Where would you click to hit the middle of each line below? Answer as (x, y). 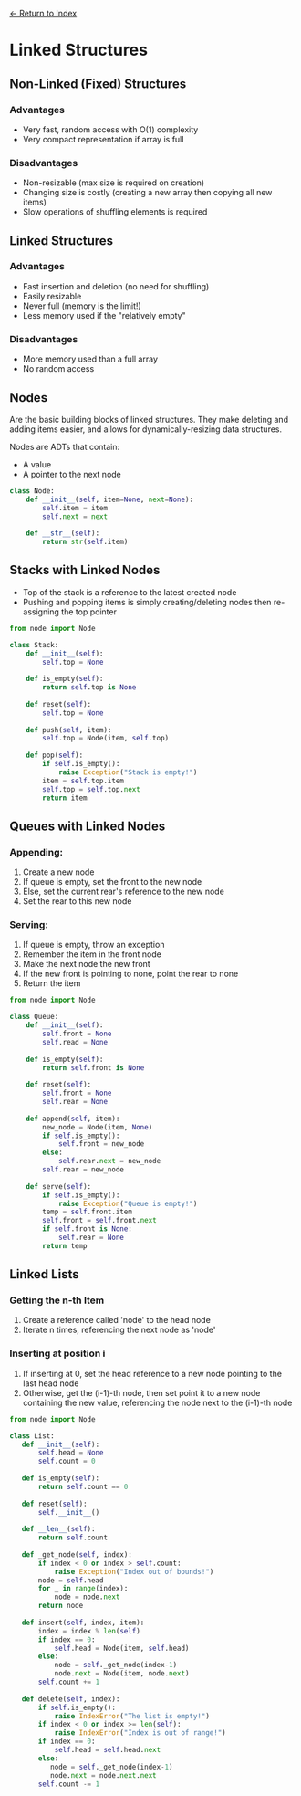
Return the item (52, 983)
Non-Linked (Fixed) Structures (98, 84)
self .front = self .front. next (99, 1221)
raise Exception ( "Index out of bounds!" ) (134, 1571)
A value (37, 464)
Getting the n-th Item (57, 1300)
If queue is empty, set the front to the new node (112, 882)
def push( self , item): (69, 730)
